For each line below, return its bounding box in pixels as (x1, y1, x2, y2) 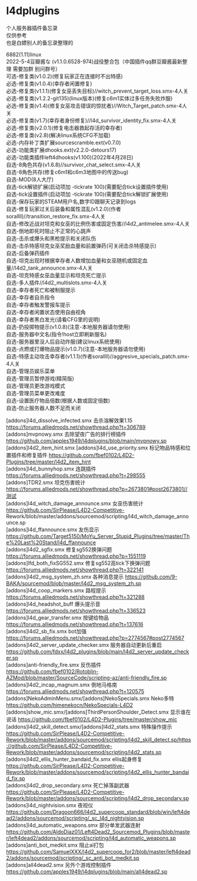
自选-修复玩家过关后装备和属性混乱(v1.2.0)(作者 (6, 205, 122, 212)
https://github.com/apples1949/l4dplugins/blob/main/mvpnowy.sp (6, 437, 167, 444)
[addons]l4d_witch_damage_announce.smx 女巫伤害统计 (6, 499, 144, 507)
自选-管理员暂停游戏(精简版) (6, 374, 75, 382)
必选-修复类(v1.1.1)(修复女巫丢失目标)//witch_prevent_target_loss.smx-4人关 (6, 87, 189, 94)
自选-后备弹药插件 (6, 249, 50, 257)
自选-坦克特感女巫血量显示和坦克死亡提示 (6, 271, 107, 278)
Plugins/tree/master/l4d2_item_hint (6, 458, 91, 465)
